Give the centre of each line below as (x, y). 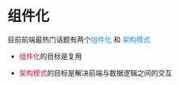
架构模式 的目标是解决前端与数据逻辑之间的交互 (95, 72)
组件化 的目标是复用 (50, 56)
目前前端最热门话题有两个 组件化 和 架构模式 (79, 39)
